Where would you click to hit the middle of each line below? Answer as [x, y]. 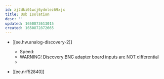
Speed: [27, 52]
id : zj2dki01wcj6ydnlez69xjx [35, 10]
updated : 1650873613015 [30, 23]
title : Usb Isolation [27, 14]
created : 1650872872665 [30, 28]
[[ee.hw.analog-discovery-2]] [42, 42]
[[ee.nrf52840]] [28, 72]
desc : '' [14, 19]
